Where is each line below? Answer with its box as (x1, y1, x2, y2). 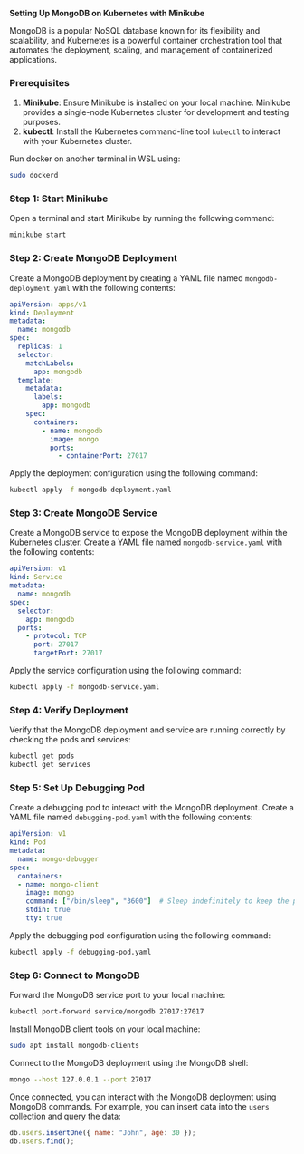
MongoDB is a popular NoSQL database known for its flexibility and (9, 25, 261, 35)
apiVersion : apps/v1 (9, 299, 88, 309)
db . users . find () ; (9, 1137, 75, 1146)
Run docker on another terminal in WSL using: (9, 153, 181, 164)
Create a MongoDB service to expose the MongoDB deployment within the (9, 528, 288, 538)
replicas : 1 (17, 342, 63, 352)
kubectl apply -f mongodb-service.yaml (9, 683, 160, 692)
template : (17, 375, 54, 384)
